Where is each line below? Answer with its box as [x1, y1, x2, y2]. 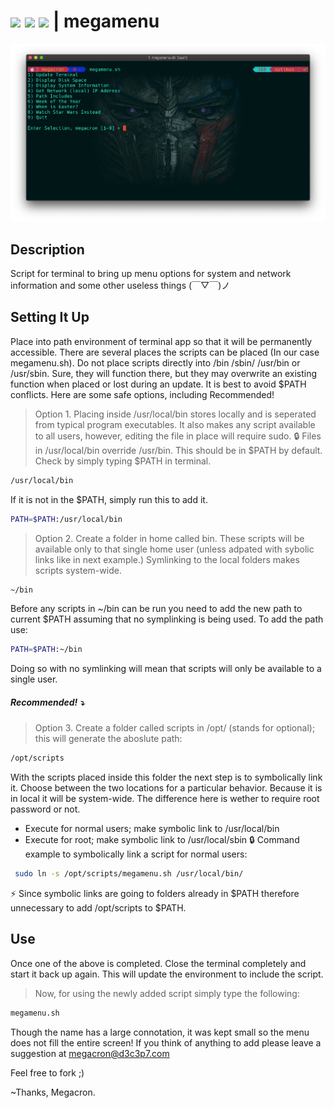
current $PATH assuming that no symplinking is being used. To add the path [10, 613, 324, 625]
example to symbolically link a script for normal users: [24, 848, 248, 860]
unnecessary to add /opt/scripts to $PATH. [10, 902, 187, 914]
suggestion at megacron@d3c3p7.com [10, 1047, 170, 1059]
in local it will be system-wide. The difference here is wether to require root [10, 793, 320, 805]
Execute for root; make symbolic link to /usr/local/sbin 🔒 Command [24, 834, 300, 846]
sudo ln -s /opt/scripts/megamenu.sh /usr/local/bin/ [14, 869, 244, 879]
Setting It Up [10, 309, 90, 326]
